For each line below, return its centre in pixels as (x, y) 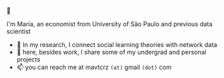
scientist (19, 31)
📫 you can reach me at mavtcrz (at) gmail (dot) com (94, 67)
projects (29, 59)
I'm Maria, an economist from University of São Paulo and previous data (110, 24)
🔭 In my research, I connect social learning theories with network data (117, 45)
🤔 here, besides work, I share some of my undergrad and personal (111, 52)
